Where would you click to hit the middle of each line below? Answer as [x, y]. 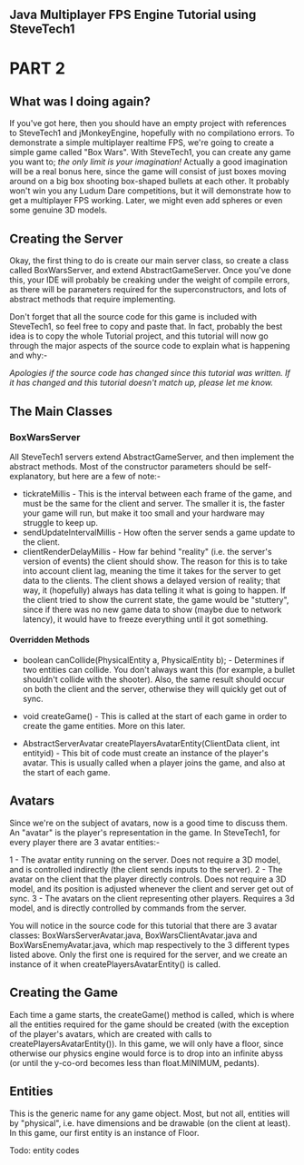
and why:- [29, 355]
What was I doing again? [80, 101]
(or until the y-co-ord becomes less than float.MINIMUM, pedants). [135, 1062]
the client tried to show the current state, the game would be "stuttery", [156, 599]
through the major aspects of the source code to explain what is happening [150, 346]
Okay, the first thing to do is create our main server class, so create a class [149, 261]
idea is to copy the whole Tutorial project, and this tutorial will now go [139, 336]
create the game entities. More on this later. [104, 726]
